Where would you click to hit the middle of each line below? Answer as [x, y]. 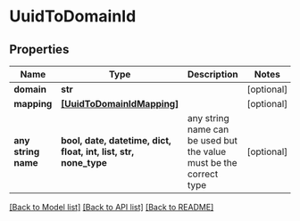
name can [208, 129]
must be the [212, 163]
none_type [84, 163]
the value [207, 151]
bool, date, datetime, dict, [116, 140]
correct [203, 174]
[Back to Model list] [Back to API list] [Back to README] [112, 207]
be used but [212, 140]
